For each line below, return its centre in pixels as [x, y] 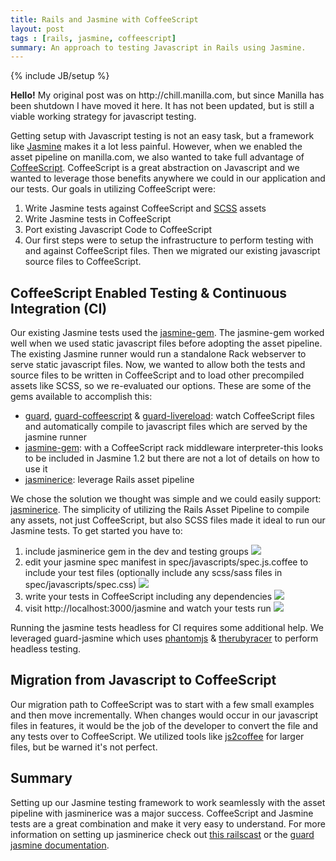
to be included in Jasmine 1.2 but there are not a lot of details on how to [172, 458]
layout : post [37, 29]
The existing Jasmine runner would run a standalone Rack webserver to [158, 354]
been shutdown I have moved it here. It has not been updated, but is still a [162, 106]
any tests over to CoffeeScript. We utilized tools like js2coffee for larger [157, 736]
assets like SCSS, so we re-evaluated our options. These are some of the [161, 386]
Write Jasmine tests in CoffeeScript [98, 219]
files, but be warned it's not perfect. [84, 747]
